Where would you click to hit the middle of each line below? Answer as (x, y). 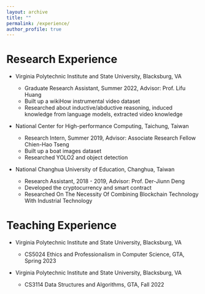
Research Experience (62, 59)
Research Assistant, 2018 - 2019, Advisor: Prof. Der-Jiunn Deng (105, 181)
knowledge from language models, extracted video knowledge (103, 115)
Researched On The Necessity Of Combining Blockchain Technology (111, 194)
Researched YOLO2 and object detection (76, 157)
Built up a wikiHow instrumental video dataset (82, 101)
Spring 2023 (40, 261)
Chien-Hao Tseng (47, 145)
